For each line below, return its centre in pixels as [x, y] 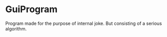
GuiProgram [32, 9]
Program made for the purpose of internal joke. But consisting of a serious [84, 23]
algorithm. [16, 28]
